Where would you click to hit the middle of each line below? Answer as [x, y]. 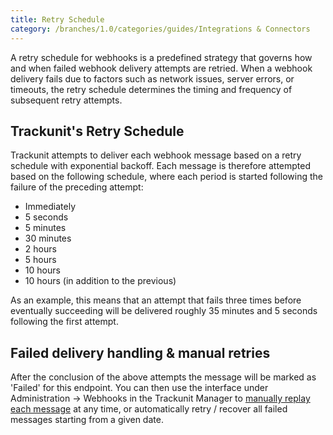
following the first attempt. [64, 322]
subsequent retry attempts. [66, 100]
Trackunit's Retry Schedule [97, 131]
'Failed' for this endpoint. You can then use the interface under [139, 388]
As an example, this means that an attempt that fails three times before [156, 300]
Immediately [50, 207]
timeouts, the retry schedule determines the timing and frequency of [151, 89]
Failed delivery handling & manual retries [140, 352]
